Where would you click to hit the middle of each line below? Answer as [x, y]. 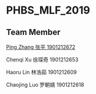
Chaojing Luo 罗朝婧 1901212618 [45, 85]
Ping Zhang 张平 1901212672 [41, 47]
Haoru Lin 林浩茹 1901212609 [42, 72]
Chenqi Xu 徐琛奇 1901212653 [42, 59]
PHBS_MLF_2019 [48, 10]
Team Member [33, 32]
